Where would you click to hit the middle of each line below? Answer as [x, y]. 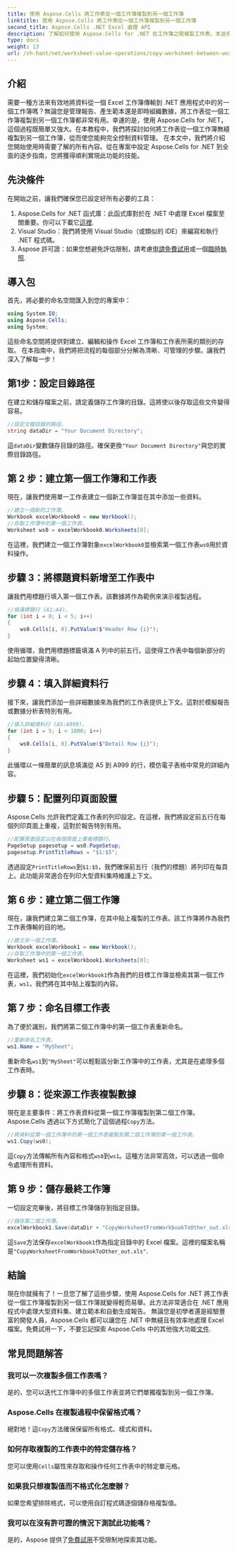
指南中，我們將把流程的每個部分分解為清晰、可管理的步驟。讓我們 [129, 350]
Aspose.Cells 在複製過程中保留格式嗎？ [75, 1412]
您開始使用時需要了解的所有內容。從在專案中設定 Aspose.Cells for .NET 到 [115, 147]
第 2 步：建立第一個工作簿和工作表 [82, 478]
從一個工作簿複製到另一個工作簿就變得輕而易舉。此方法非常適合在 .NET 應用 [118, 1302]
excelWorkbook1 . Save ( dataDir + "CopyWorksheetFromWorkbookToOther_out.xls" [121, 1227]
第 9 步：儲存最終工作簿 [59, 1189]
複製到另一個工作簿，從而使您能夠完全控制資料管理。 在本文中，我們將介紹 [116, 137]
